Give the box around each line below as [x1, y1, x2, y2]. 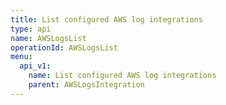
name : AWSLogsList [10, 33, 87, 43]
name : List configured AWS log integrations [28, 71, 217, 81]
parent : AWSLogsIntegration [28, 80, 145, 90]
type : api [10, 24, 52, 34]
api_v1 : [19, 61, 52, 71]
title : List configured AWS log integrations [10, 14, 203, 25]
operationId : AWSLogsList [10, 42, 118, 53]
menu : [10, 52, 33, 62]
